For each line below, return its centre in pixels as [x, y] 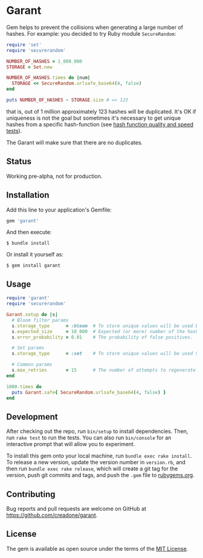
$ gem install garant [34, 266]
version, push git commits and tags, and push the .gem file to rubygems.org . [101, 475]
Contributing [31, 494]
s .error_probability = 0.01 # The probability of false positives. [102, 337]
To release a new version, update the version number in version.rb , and [96, 462]
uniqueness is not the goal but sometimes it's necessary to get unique [94, 118]
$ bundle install [28, 243]
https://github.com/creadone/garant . [52, 515]
